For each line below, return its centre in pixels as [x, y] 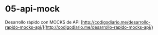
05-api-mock [32, 9]
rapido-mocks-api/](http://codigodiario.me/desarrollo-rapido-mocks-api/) [79, 27]
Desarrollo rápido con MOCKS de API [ [44, 22]
